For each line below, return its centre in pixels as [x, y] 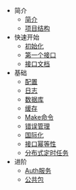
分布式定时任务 [47, 153]
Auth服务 [38, 170]
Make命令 [39, 117]
